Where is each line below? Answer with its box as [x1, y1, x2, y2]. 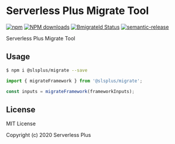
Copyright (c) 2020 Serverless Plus [6, 132, 91, 139]
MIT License [6, 120, 36, 127]
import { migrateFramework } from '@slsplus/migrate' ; [6, 78, 143, 84]
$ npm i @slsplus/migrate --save [6, 67, 88, 73]
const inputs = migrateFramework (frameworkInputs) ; [6, 88, 135, 94]
